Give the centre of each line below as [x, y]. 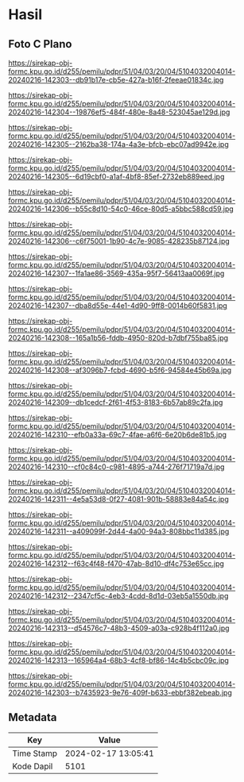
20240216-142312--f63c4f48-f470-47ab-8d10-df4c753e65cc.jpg [116, 564]
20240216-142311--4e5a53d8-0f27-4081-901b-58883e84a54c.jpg [118, 499]
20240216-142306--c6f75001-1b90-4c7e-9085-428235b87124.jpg [119, 241]
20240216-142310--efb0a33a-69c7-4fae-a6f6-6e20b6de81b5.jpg [118, 435]
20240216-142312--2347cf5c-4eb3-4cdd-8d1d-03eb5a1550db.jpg [118, 596]
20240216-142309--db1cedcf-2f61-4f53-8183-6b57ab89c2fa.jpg [116, 402]
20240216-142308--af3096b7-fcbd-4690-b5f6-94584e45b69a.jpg [120, 370]
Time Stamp [35, 753]
